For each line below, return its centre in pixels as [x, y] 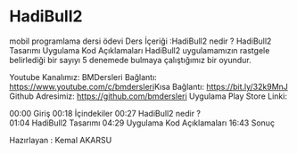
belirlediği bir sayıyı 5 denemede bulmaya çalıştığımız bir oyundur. [130, 60]
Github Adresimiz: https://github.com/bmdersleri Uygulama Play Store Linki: [148, 96]
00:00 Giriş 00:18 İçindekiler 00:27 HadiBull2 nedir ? [105, 113]
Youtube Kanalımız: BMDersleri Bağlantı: [83, 77]
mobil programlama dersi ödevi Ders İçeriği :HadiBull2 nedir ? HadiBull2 [140, 41]
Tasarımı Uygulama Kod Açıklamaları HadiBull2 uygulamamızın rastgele [140, 50]
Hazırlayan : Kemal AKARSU [61, 140]
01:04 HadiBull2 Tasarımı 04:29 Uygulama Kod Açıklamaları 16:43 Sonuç [142, 123]
